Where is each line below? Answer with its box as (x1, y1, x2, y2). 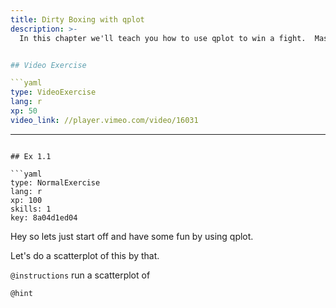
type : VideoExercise (10, 87, 97, 98)
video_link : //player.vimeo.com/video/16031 (10, 115, 199, 125)
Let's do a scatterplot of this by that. (10, 249, 160, 261)
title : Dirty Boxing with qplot (10, 14, 145, 25)
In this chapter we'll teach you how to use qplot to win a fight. (19, 33, 307, 43)
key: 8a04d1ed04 (10, 212, 78, 223)
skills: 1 (10, 204, 52, 214)
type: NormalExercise (10, 177, 101, 188)
